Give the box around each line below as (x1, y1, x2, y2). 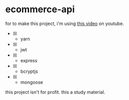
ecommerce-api (5, 4, 75, 15)
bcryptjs (20, 68, 38, 74)
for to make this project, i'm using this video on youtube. (5, 20, 124, 27)
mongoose (20, 79, 44, 85)
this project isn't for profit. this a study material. (5, 89, 105, 95)
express (20, 57, 37, 63)
